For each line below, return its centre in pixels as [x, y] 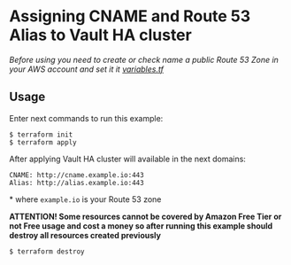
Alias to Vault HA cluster [100, 35]
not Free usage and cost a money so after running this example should [141, 226]
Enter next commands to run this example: [86, 118]
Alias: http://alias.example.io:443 [77, 183]
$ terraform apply [43, 142]
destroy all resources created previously [85, 235]
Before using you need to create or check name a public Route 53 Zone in [144, 59]
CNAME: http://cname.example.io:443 [77, 175]
